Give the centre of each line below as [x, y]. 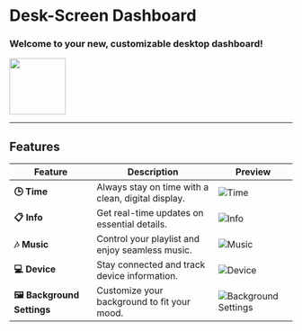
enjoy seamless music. [145, 250]
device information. [137, 276]
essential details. [132, 224]
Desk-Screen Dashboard [103, 16]
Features [35, 146]
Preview [253, 172]
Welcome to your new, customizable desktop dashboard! [136, 44]
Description [153, 172]
